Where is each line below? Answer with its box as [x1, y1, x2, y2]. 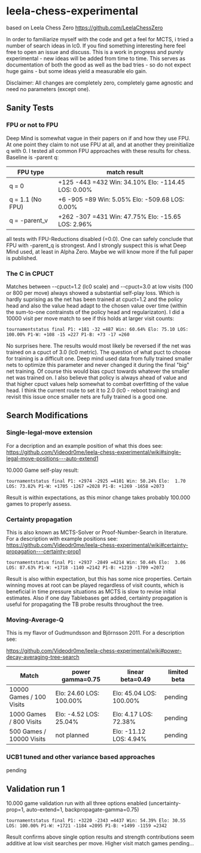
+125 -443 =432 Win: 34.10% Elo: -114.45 [57, 178, 185, 186]
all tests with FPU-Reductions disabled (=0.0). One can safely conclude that [6, 235, 193, 242]
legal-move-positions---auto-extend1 [6, 454, 99, 462]
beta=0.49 [120, 676, 151, 684]
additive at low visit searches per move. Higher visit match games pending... [6, 840, 194, 847]
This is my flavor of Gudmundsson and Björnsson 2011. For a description [6, 629, 185, 637]
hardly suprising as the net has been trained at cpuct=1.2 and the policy [6, 296, 183, 303]
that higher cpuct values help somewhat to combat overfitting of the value [6, 380, 189, 387]
